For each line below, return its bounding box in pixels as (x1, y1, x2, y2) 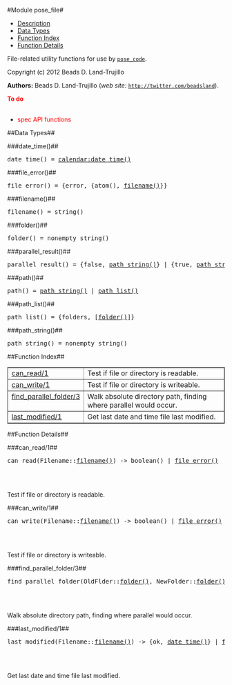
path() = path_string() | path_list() (7, 287, 139, 295)
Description (17, 19, 50, 27)
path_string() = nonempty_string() (7, 339, 128, 347)
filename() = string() (7, 208, 84, 216)
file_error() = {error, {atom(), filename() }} (7, 182, 168, 189)
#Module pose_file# (7, 6, 64, 14)
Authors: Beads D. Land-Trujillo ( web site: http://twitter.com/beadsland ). (7, 81, 219, 89)
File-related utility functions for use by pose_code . (7, 54, 147, 63)
